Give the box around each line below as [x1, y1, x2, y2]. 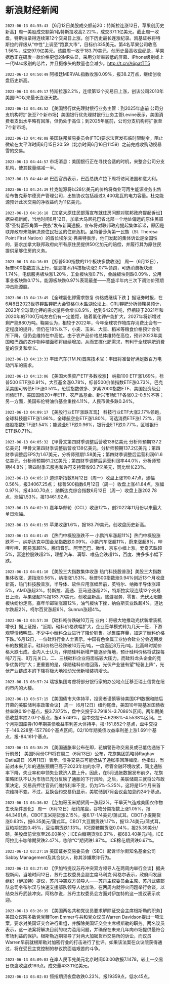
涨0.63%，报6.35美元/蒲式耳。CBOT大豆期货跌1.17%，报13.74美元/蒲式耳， [5, 818, 163, 824]
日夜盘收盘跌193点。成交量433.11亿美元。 [5, 962, 92, 968]
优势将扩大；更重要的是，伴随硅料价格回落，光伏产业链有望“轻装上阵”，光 [9, 661, 164, 667]
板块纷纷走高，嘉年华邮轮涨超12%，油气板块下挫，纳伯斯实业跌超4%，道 [5, 600, 159, 606]
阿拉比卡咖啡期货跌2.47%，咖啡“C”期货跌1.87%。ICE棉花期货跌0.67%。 [5, 837, 157, 843]
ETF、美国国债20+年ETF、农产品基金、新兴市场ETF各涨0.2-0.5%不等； [14, 392, 164, 398]
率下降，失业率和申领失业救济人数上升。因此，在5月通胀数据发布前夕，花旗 [5, 769, 163, 775]
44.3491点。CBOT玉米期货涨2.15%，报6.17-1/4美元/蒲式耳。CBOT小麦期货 [5, 812, 161, 818]
